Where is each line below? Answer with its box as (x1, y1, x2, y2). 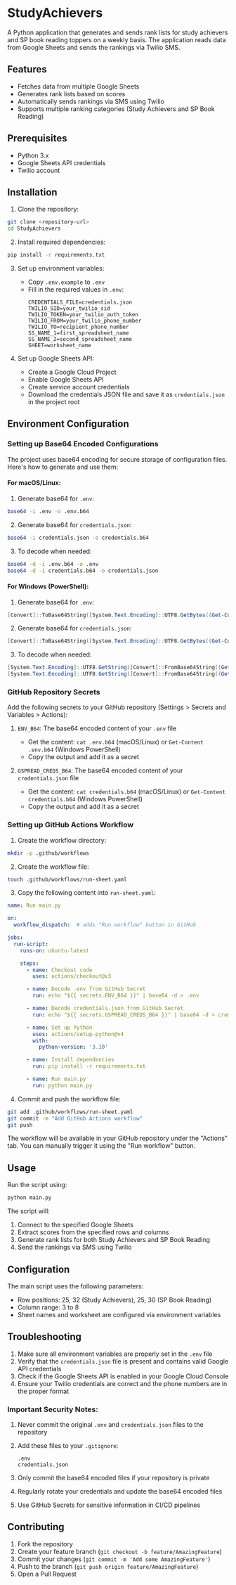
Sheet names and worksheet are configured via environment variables (17, 1310, 221, 1319)
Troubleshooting (7, 1331, 82, 1343)
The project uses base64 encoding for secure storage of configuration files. (7, 455, 228, 463)
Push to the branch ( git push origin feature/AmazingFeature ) (17, 1562, 199, 1570)
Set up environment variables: (17, 264, 105, 272)
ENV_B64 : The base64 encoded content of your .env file (17, 724, 177, 732)
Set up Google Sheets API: (17, 354, 95, 363)
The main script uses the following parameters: (7, 1281, 144, 1290)
